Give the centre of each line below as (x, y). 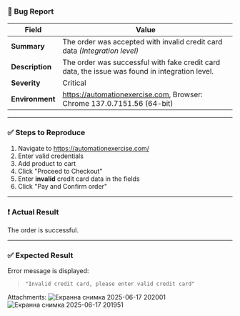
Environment (33, 99)
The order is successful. (43, 230)
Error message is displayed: (48, 271)
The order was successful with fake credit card (141, 62)
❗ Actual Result (33, 212)
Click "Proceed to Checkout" (60, 171)
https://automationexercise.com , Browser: (133, 94)
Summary (28, 46)
